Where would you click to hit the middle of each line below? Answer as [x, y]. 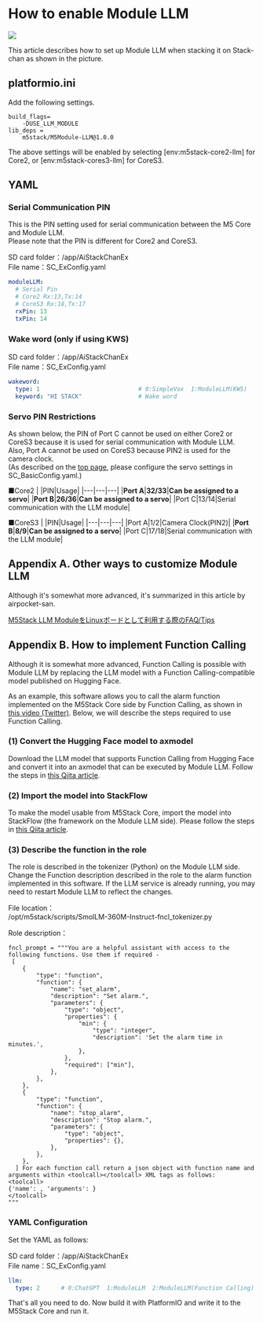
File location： [31, 908]
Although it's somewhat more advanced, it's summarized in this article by [127, 595]
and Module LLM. [37, 233]
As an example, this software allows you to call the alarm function [114, 696]
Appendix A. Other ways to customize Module [123, 564]
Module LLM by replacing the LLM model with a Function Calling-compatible [131, 672]
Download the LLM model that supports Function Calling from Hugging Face [131, 758]
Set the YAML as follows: [48, 1239]
